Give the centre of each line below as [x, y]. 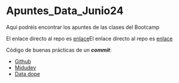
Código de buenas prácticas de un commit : [59, 50]
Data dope [27, 74]
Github [23, 61]
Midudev [25, 67]
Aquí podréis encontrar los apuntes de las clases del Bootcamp [83, 27]
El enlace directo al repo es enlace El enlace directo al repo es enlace [89, 38]
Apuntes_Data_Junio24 [65, 11]
